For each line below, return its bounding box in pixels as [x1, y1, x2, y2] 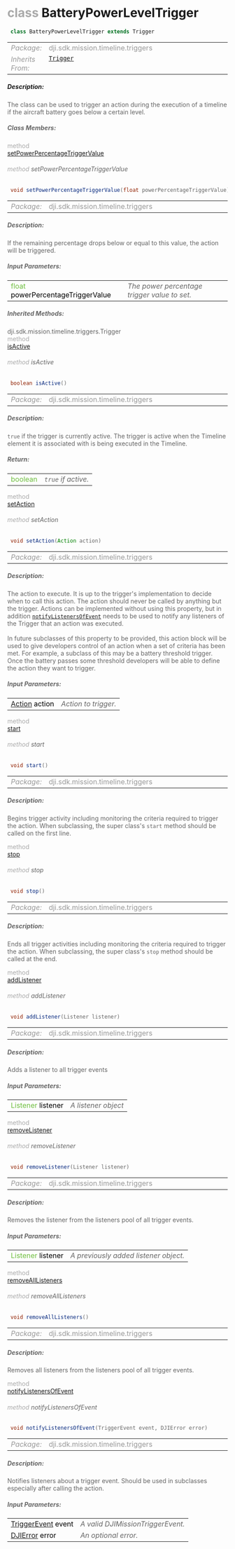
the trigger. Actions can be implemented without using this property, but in [7, 604, 222, 612]
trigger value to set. [127, 289, 192, 299]
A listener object [70, 1100, 124, 1110]
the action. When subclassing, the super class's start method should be [7, 821, 217, 829]
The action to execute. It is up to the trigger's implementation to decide [7, 589, 212, 598]
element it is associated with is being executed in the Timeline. [7, 439, 187, 448]
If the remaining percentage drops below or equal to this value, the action [7, 238, 219, 247]
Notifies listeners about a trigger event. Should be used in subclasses [7, 1476, 208, 1485]
